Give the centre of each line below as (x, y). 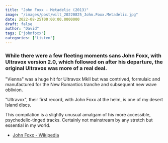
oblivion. (14, 90)
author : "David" (22, 29)
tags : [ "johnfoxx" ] (26, 33)
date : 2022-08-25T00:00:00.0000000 (43, 19)
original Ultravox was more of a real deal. (56, 68)
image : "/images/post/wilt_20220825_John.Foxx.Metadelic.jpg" (72, 15)
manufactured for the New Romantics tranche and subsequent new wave (81, 85)
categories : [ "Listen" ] (30, 38)
